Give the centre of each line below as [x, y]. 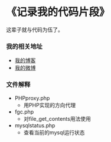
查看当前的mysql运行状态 [54, 132]
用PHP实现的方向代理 [49, 105]
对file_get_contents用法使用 [57, 118]
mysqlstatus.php [35, 125]
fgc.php [24, 112]
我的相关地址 [25, 46]
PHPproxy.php [32, 98]
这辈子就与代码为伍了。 [35, 30]
